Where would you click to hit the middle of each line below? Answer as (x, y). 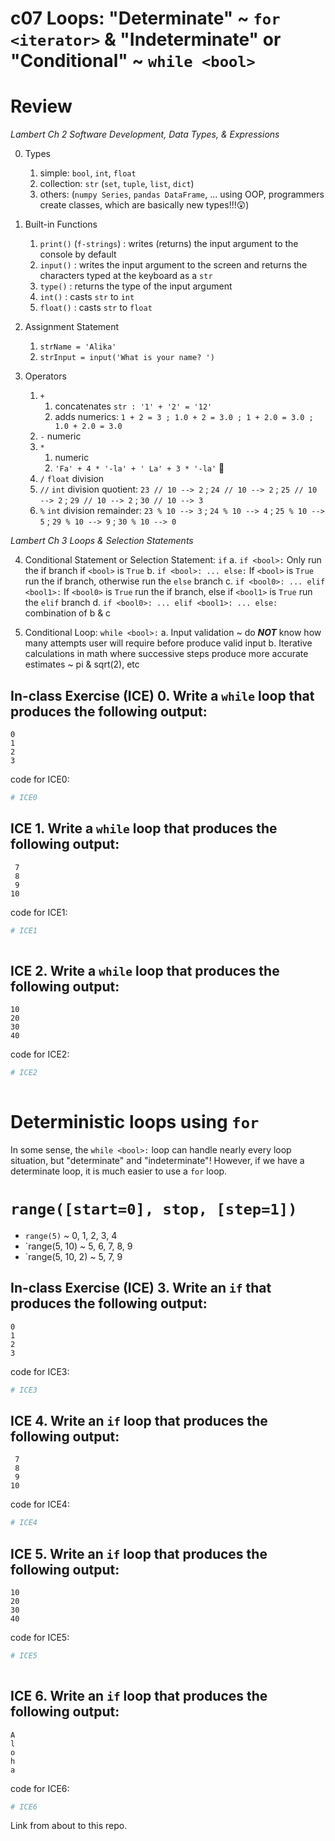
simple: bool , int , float (88, 173)
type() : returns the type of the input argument (136, 286)
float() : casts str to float (96, 308)
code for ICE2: (40, 1054)
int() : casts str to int (87, 297)
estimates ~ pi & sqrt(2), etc (82, 664)
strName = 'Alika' (78, 347)
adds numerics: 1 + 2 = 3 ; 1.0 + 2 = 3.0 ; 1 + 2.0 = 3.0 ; (184, 417)
